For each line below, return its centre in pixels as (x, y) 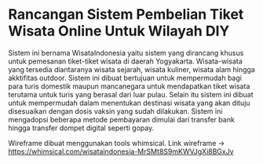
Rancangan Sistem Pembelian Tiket (126, 15)
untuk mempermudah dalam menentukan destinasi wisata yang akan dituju (129, 103)
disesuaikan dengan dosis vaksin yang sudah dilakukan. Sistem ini (115, 111)
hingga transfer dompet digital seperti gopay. (81, 128)
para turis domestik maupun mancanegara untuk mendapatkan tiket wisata (129, 86)
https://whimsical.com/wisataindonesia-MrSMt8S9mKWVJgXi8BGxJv (121, 151)
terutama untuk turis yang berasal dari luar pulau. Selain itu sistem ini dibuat (131, 94)
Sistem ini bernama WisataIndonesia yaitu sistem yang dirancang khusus (126, 53)
